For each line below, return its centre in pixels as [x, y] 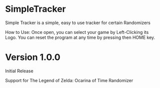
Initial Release [19, 71]
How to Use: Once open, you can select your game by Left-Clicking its [77, 32]
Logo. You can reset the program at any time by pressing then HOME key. [80, 37]
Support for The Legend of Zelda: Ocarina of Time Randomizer [69, 80]
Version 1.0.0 [33, 57]
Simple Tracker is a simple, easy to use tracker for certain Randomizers [78, 23]
